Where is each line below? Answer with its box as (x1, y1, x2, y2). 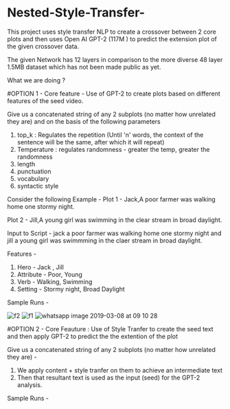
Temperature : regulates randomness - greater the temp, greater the (16, 145, 210, 153)
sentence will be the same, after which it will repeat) (16, 137, 165, 146)
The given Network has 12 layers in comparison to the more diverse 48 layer (7, 55, 223, 63)
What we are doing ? (7, 76, 66, 84)
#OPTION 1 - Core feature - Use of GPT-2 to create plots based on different (7, 89, 221, 98)
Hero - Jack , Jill (16, 263, 64, 271)
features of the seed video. (7, 96, 84, 104)
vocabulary (16, 174, 49, 183)
